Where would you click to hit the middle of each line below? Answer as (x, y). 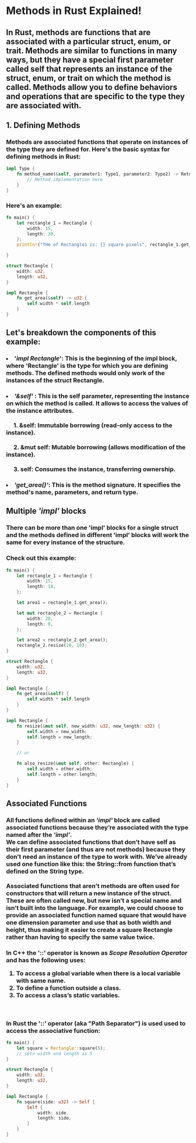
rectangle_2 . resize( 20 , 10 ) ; (52, 645)
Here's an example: (34, 205)
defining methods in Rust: (43, 156)
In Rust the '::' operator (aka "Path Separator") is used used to (96, 1023)
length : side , (54, 1118)
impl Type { (20, 169)
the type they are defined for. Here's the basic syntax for (88, 149)
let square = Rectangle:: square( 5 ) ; (61, 1048)
